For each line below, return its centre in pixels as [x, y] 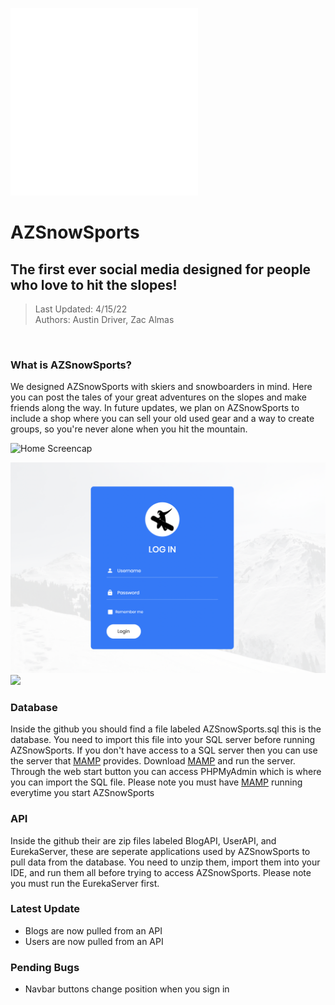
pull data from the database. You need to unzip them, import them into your [165, 862]
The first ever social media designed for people [161, 269]
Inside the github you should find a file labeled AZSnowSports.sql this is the [166, 729]
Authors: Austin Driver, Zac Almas [104, 319]
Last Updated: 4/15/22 [81, 309]
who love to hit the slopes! [94, 284]
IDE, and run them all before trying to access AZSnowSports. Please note [161, 872]
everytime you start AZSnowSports [82, 793]
